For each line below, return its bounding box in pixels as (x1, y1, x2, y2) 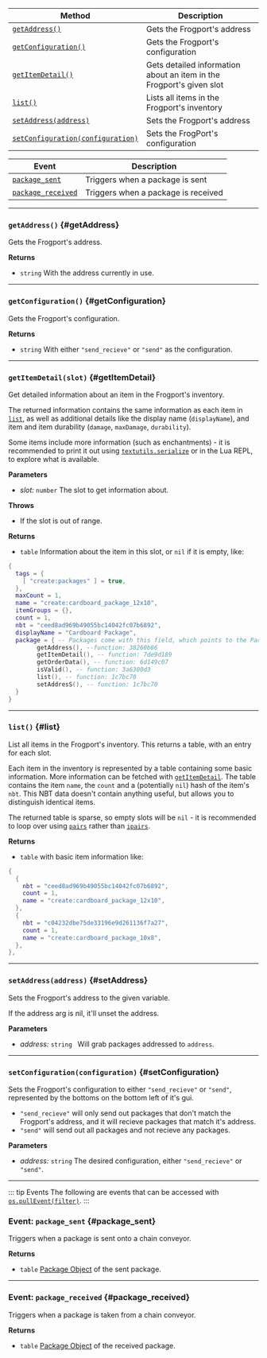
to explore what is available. (8, 454, 99, 464)
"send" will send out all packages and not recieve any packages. (19, 1125, 230, 1135)
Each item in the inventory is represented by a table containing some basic (8, 763, 253, 773)
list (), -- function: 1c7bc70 (37, 673, 137, 681)
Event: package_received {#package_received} (8, 1292, 191, 1303)
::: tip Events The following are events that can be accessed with (8, 1187, 219, 1197)
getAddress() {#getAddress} (8, 219, 120, 230)
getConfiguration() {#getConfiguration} (8, 296, 167, 307)
